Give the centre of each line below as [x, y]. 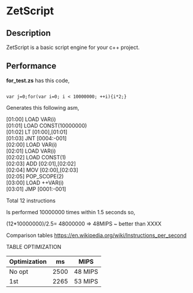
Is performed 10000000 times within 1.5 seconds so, [71, 212]
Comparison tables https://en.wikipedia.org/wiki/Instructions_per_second [96, 235]
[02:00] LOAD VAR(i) [32, 144]
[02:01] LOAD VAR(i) [31, 151]
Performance [31, 66]
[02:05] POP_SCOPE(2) [35, 176]
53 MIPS [86, 281]
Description [28, 33]
